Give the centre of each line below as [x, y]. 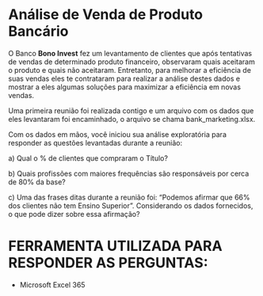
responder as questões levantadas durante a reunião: [95, 142]
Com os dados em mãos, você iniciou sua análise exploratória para [118, 134]
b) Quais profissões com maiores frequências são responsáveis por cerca [129, 173]
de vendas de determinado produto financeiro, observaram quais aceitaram [131, 62]
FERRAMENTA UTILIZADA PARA [116, 246]
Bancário [38, 31]
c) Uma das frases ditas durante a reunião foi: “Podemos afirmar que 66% [130, 197]
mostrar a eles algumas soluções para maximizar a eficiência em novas [125, 87]
